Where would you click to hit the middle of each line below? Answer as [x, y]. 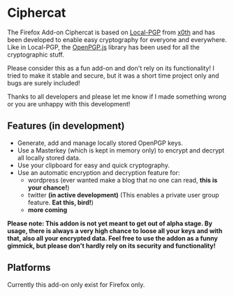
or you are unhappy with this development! [69, 104]
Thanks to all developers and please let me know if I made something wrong [117, 97]
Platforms [29, 268]
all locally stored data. [49, 157]
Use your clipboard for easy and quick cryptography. [93, 165]
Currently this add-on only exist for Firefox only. [76, 284]
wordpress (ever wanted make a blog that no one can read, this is [123, 180]
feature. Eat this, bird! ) [61, 202]
